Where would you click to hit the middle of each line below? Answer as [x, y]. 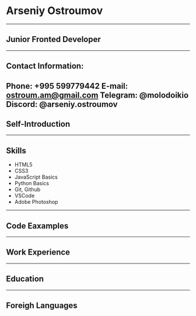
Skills [16, 150]
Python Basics [32, 183]
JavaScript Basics [36, 177]
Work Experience [38, 252]
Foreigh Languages [42, 305]
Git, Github [27, 190]
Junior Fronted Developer [53, 39]
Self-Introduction [38, 124]
